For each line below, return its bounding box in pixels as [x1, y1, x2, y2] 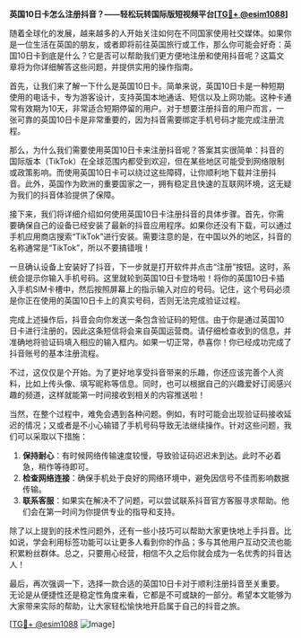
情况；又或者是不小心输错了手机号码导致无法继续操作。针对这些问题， [24, 420, 284, 430]
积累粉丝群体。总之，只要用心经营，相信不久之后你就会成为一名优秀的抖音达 [9, 548, 292, 558]
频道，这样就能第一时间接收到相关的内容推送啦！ [24, 390, 206, 400]
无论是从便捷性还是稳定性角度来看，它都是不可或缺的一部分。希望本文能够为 [9, 589, 292, 600]
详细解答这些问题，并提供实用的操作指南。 [39, 62, 198, 72]
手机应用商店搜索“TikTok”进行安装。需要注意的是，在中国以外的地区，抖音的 [9, 231, 292, 242]
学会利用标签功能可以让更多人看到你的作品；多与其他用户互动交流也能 [32, 536, 292, 547]
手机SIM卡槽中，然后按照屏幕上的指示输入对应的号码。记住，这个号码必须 [16, 284, 291, 295]
